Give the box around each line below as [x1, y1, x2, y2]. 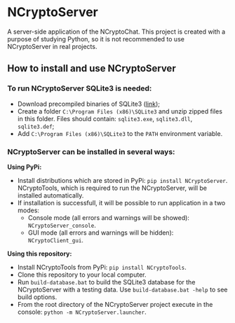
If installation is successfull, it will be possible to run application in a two [17, 198, 226, 207]
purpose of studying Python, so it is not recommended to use [7, 34, 184, 43]
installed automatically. [17, 191, 84, 200]
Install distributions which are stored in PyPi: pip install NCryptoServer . [17, 176, 228, 184]
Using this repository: [7, 249, 72, 258]
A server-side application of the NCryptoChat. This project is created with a [7, 27, 226, 36]
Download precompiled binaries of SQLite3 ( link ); [17, 99, 160, 108]
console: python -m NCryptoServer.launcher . [17, 308, 147, 316]
